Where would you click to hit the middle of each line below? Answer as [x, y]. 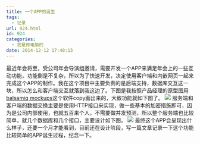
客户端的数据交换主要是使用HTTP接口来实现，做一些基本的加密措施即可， [97, 105]
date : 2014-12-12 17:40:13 [40, 51]
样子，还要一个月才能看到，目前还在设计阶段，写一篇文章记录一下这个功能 [102, 127]
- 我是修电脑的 [28, 45]
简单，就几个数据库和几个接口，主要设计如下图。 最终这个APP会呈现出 [97, 120]
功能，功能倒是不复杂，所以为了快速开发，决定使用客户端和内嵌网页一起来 [102, 76]
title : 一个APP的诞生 [31, 12]
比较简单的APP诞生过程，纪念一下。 [51, 135]
